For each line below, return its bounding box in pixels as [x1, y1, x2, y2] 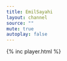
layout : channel [6, 14, 48, 21]
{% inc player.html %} [6, 48, 62, 55]
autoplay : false [6, 31, 48, 37]
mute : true [6, 25, 34, 32]
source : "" [6, 20, 34, 26]
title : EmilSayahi [6, 8, 53, 15]
